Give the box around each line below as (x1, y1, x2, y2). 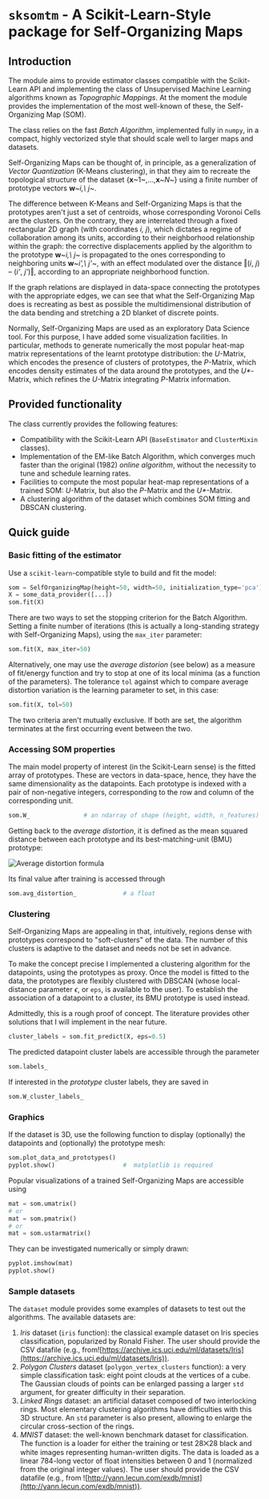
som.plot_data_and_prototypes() (8, 1154, 116, 1162)
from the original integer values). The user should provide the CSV (19, 1465, 239, 1474)
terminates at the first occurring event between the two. (8, 723, 193, 733)
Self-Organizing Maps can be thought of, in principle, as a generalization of (8, 158, 257, 167)
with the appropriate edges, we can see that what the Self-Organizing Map (8, 291, 255, 300)
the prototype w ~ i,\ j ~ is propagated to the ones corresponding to (8, 250, 226, 259)
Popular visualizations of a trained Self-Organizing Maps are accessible (8, 1175, 244, 1185)
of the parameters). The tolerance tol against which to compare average (8, 677, 249, 686)
